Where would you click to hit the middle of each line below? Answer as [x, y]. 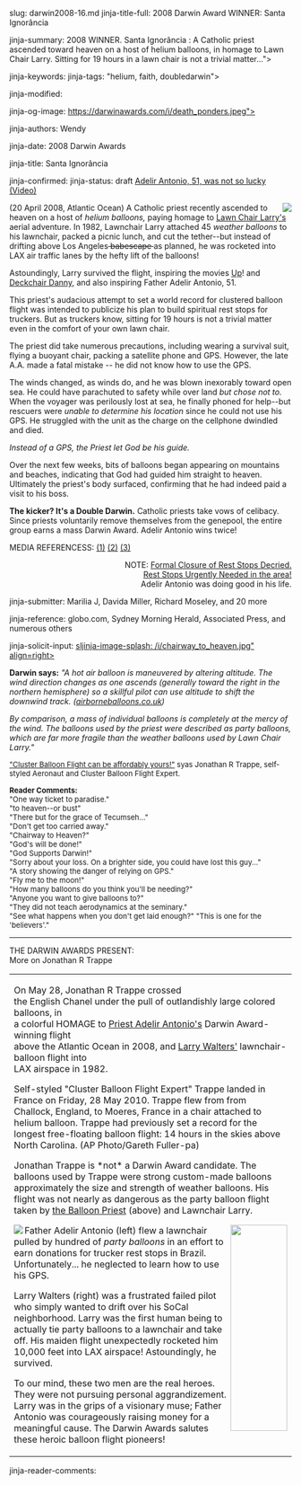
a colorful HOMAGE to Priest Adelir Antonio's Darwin [124, 1024]
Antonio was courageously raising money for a [112, 1417]
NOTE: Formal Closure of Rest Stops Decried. [208, 565]
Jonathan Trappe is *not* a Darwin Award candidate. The [135, 1165]
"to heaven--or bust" [45, 808]
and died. [27, 430]
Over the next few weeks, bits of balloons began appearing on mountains [145, 465]
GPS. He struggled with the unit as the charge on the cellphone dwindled [144, 420]
